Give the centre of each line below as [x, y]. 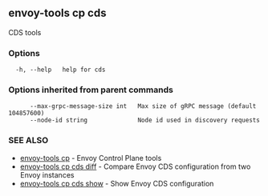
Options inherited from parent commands [91, 90]
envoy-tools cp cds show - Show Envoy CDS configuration [117, 183]
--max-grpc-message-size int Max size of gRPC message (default [143, 106]
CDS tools [25, 32]
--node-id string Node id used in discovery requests [145, 120]
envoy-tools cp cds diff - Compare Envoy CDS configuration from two [135, 166]
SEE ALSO [28, 141]
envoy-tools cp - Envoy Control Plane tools [91, 158]
